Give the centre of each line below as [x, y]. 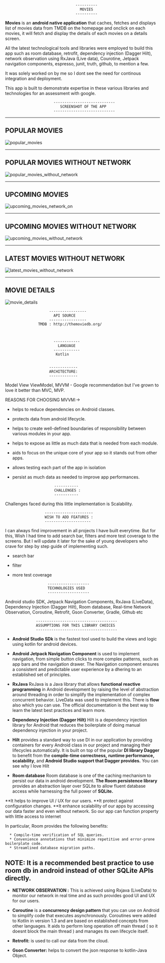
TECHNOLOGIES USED [66, 588]
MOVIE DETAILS [30, 290]
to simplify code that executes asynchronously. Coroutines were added [84, 915]
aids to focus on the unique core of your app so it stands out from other [84, 452]
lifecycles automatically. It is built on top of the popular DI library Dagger [86, 750]
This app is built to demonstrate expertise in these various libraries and [77, 88]
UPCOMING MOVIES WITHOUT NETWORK [71, 226]
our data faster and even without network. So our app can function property [82, 811]
